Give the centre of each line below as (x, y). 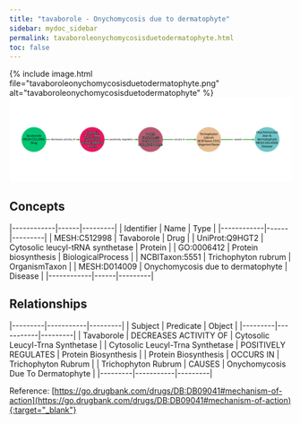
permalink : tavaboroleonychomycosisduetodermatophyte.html (122, 38)
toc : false (30, 48)
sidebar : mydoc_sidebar (54, 28)
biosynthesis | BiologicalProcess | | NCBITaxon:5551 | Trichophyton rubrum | (150, 256)
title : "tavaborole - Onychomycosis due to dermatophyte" (120, 19)
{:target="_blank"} (43, 410)
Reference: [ (32, 391)
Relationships (48, 304)
